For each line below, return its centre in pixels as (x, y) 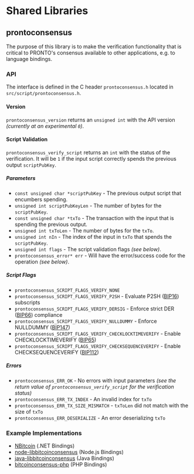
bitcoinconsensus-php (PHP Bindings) (61, 464)
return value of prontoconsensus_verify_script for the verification (94, 387)
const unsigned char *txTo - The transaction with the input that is (94, 218)
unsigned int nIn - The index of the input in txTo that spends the (93, 236)
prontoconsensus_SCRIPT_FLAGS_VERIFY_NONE (67, 290)
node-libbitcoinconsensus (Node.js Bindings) (69, 452)
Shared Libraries (47, 11)
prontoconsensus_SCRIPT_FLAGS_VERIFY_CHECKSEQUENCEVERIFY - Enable (98, 346)
